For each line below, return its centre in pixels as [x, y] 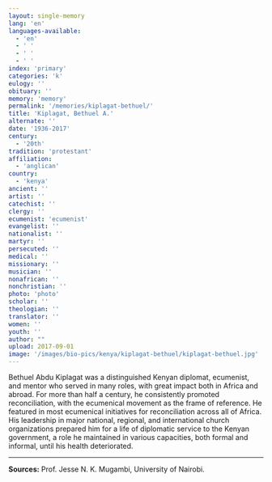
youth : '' [25, 332]
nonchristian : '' [38, 287]
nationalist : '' [36, 234]
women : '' [25, 324]
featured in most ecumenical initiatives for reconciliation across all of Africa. [135, 412]
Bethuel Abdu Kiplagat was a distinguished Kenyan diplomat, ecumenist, [129, 377]
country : [23, 174]
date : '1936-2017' [39, 129]
